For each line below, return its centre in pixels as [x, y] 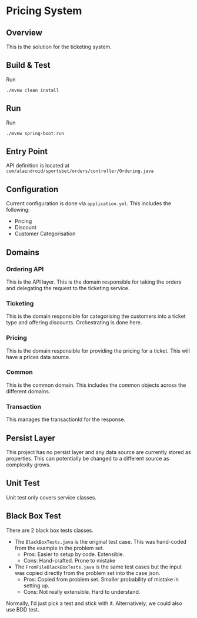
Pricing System [44, 11]
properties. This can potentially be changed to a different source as [88, 458]
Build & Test [28, 65]
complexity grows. [29, 465]
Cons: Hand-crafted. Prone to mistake [69, 560]
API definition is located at [38, 166]
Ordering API [25, 269]
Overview [24, 33]
